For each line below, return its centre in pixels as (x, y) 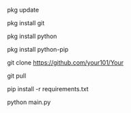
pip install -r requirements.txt (48, 89)
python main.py (29, 102)
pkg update (23, 10)
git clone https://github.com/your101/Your (65, 63)
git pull (17, 76)
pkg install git (26, 23)
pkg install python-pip (38, 49)
